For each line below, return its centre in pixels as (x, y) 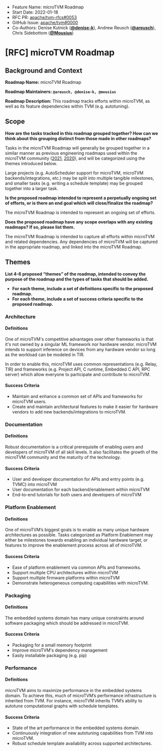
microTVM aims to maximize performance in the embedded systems (73, 691)
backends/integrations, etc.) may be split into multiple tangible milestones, (80, 178)
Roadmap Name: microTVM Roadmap (43, 82)
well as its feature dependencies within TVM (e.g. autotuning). (67, 106)
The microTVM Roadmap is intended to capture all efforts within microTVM (80, 236)
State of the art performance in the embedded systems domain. (76, 728)
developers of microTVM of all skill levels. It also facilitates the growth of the (81, 452)
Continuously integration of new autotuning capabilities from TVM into (82, 733)
